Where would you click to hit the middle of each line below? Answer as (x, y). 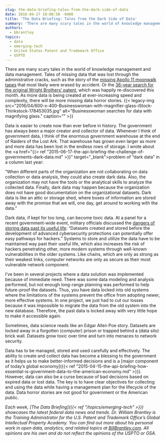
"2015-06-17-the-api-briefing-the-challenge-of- (96, 152)
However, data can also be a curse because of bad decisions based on (77, 377)
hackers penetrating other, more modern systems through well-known (76, 249)
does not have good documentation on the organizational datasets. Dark (78, 193)
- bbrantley (22, 32)
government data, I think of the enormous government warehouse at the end (82, 136)
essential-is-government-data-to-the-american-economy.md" (68, 372)
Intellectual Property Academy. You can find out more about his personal (79, 423)
